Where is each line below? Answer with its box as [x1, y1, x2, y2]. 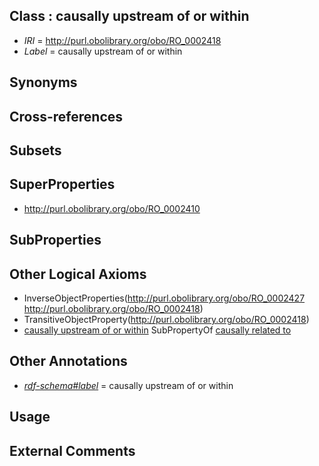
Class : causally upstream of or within [9, 8, 250, 25]
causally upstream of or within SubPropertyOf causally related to [23, 324, 292, 336]
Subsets [9, 142, 62, 159]
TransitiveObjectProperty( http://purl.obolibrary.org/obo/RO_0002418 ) [23, 314, 310, 325]
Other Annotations [9, 353, 128, 370]
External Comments [9, 442, 136, 459]
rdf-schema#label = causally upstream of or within [23, 379, 234, 391]
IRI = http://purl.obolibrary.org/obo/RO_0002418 [23, 34, 222, 46]
